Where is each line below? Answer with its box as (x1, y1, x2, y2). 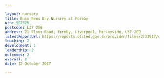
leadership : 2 (5, 47, 34, 53)
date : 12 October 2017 (5, 61, 51, 66)
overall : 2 (5, 57, 27, 61)
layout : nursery (5, 11, 38, 16)
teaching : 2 (5, 39, 29, 44)
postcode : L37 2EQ (5, 25, 42, 30)
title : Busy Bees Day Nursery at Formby (5, 16, 89, 21)
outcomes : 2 (5, 52, 29, 57)
